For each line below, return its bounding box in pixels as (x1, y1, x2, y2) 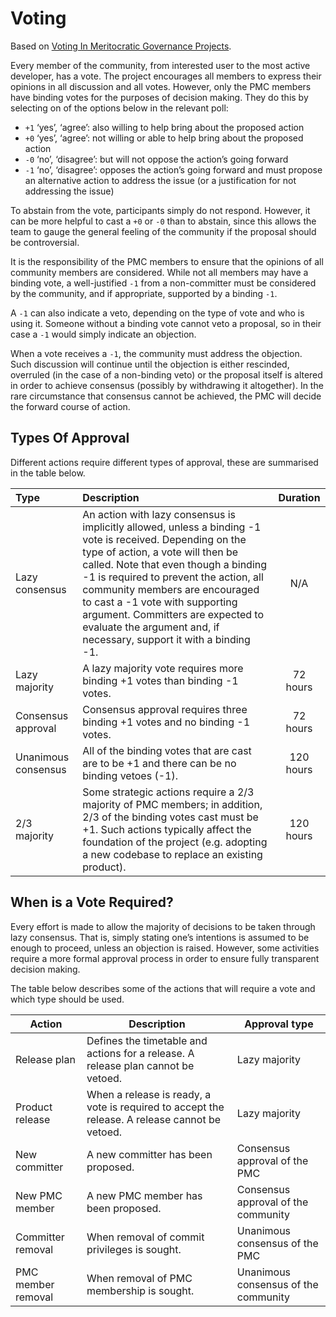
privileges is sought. (86, 1242, 182, 1256)
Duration (278, 490, 321, 504)
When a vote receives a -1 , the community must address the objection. (10, 347, 303, 359)
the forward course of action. (10, 400, 131, 412)
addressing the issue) (24, 185, 115, 197)
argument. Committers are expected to (82, 607, 265, 621)
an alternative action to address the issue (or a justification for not (24, 174, 297, 186)
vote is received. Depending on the (82, 532, 247, 546)
